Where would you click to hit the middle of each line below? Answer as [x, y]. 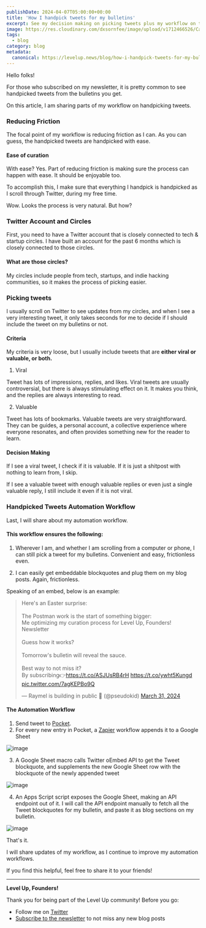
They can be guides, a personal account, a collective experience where [97, 425]
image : [15, 29]
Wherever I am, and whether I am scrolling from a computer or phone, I [105, 548]
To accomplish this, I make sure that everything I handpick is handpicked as [102, 187]
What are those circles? [37, 262]
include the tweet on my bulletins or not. [57, 324]
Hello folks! [21, 75]
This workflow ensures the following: [55, 534]
